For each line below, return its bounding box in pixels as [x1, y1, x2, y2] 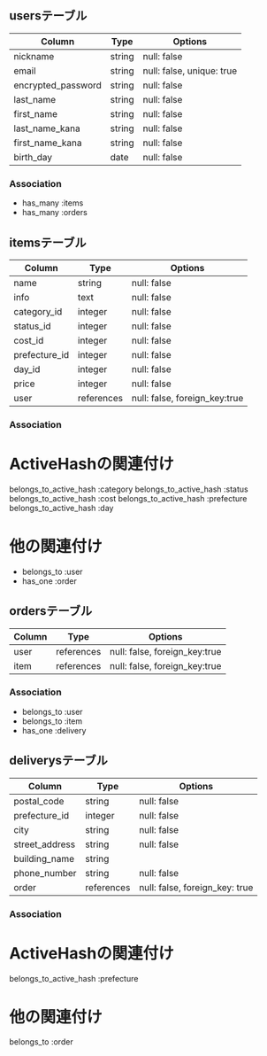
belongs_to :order [9, 1037, 73, 1047]
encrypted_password [13, 79, 102, 91]
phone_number [13, 866, 77, 879]
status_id [13, 320, 51, 332]
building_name [13, 852, 75, 865]
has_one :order [21, 575, 77, 586]
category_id [13, 305, 63, 317]
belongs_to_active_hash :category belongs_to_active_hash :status [9, 484, 249, 494]
